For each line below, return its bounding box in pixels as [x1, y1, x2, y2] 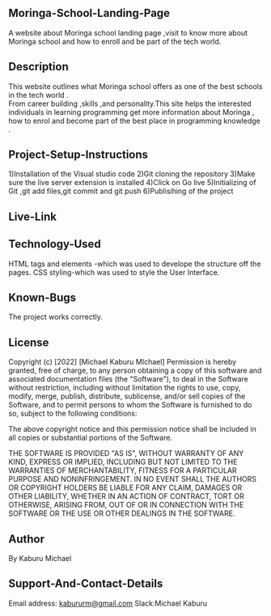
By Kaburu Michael [8, 554, 72, 563]
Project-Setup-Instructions [8, 148, 148, 162]
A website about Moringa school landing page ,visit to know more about [8, 27, 248, 37]
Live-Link [8, 209, 57, 223]
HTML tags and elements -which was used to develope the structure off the [8, 259, 261, 268]
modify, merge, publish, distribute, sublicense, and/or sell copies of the [8, 391, 246, 401]
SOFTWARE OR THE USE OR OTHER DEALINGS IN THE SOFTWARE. [8, 508, 235, 518]
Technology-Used [8, 238, 101, 251]
